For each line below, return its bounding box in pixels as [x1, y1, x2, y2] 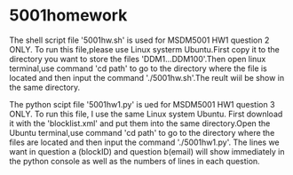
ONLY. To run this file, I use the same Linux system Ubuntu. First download [9, 108, 283, 119]
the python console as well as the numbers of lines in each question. [9, 155, 260, 166]
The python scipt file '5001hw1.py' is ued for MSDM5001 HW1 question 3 [9, 99, 275, 109]
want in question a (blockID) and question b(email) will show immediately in [9, 146, 285, 156]
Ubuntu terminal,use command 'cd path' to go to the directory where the [9, 127, 275, 138]
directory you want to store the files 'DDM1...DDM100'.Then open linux [9, 53, 266, 64]
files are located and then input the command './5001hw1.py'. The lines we [9, 137, 280, 147]
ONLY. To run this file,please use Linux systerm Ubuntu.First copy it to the [9, 44, 280, 54]
